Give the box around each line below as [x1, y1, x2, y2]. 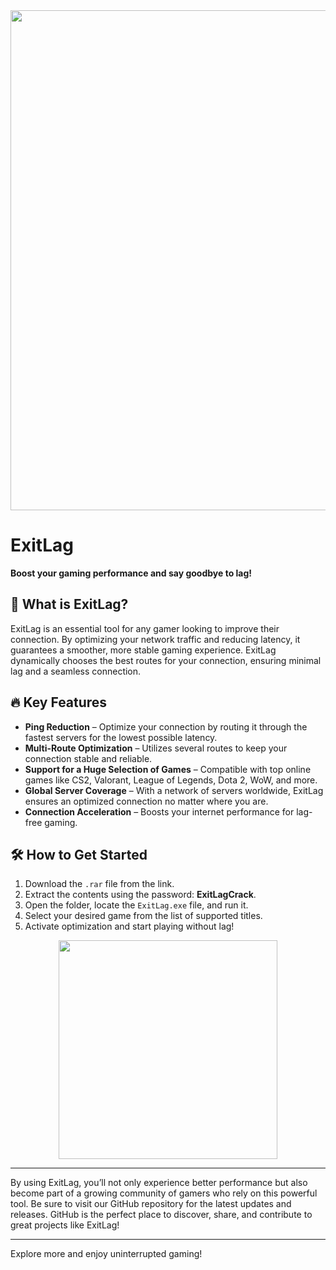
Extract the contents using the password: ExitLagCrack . [24, 889, 257, 901]
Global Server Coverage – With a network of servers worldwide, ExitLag [24, 784, 324, 796]
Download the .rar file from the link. [24, 878, 175, 890]
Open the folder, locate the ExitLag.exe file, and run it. [24, 899, 249, 911]
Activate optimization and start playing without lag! [24, 920, 235, 933]
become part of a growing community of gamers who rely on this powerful [10, 1187, 318, 1199]
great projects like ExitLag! [10, 1219, 120, 1231]
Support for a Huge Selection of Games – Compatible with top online [24, 763, 312, 775]
